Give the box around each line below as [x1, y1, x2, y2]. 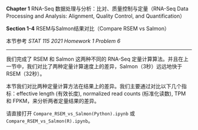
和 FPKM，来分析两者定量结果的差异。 [6, 98, 100, 104]
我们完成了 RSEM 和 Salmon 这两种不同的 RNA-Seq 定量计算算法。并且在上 [6, 55, 189, 62]
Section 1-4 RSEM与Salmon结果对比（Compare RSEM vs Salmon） [6, 25, 170, 32]
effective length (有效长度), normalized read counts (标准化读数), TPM [16, 90, 186, 97]
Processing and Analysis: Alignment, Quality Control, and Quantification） [6, 12, 186, 19]
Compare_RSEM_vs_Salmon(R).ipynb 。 [6, 117, 93, 124]
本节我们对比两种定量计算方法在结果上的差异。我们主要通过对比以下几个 [6, 83, 181, 89]
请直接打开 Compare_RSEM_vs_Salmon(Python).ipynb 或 [6, 110, 136, 116]
